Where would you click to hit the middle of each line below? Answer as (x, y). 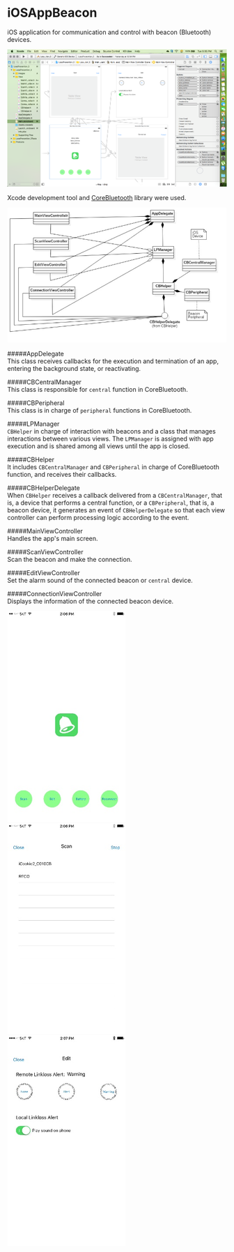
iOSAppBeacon (52, 13)
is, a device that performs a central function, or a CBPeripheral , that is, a (111, 503)
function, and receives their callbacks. (62, 474)
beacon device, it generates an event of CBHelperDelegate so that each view (116, 510)
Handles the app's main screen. (53, 538)
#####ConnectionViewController (55, 593)
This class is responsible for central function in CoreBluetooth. (97, 389)
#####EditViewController (44, 572)
